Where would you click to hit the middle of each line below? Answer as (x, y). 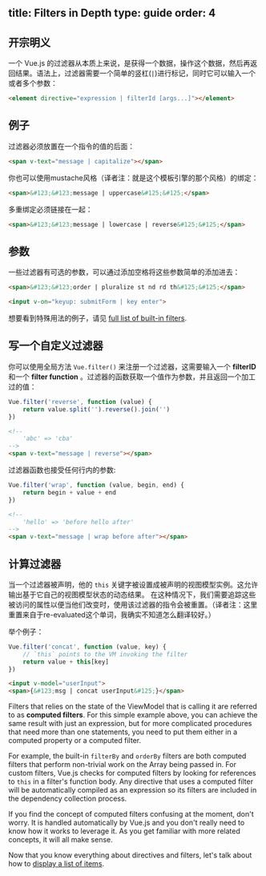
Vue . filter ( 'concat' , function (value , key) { (87, 647)
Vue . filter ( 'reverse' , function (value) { (80, 402)
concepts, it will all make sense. (61, 840)
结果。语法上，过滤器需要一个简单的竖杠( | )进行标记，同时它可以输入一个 (135, 73)
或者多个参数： (33, 83)
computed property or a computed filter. (75, 741)
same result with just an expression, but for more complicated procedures (130, 724)
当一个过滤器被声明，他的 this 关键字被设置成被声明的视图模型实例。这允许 (133, 584)
